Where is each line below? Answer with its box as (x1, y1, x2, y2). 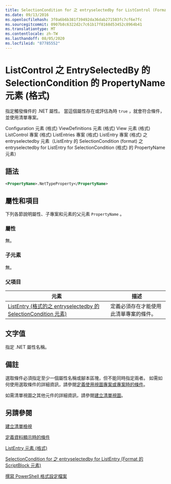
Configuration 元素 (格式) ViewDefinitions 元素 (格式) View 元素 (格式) (5, 125, 151, 131)
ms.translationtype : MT (5, 27, 56, 32)
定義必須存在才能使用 (110, 303, 162, 310)
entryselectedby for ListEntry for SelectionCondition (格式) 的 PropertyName (5, 144, 165, 150)
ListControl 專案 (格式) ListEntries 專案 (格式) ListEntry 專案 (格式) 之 (5, 131, 148, 138)
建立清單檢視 (5, 423, 32, 429)
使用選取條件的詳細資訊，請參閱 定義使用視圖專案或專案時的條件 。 (9, 381, 148, 387)
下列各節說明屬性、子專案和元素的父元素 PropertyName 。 (5, 211, 125, 217)
